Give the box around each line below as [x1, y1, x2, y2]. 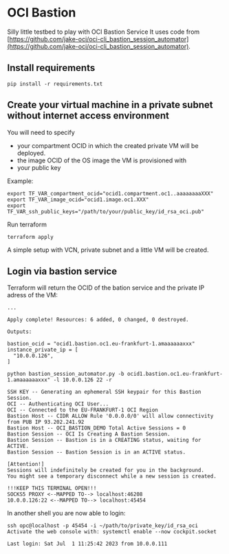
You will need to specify [7, 128, 76, 136]
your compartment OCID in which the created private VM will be [17, 141, 199, 149]
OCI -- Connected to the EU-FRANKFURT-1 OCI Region [7, 407, 158, 414]
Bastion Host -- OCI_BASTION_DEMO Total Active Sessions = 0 [7, 425, 186, 432]
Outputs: [7, 328, 32, 335]
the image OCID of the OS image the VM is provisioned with [17, 156, 187, 164]
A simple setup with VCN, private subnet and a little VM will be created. [7, 246, 209, 254]
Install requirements [7, 62, 96, 74]
